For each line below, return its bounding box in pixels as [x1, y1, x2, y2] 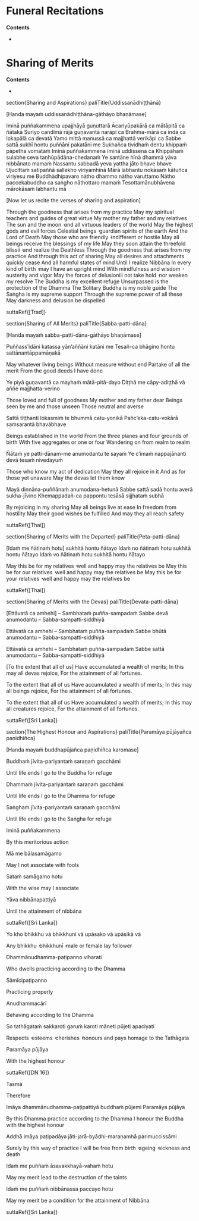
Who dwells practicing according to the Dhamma [6, 965, 126, 972]
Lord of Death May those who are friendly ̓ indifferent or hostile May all [6, 233, 179, 240]
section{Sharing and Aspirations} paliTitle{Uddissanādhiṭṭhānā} [6, 99, 162, 106]
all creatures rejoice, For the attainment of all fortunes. [6, 705, 140, 712]
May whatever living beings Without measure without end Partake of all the [6, 361, 190, 368]
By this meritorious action [6, 838, 69, 846]
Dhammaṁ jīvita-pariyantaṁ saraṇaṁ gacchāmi [6, 781, 124, 788]
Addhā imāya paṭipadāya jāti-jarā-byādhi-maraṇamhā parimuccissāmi [6, 1132, 177, 1140]
